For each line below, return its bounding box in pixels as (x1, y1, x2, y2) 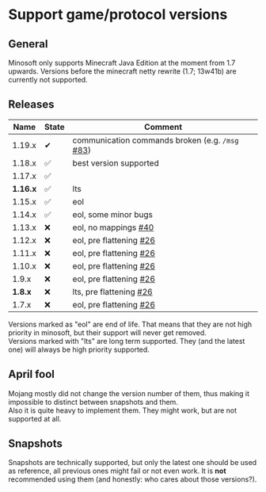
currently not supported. (8, 75, 89, 84)
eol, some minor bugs (72, 208, 153, 219)
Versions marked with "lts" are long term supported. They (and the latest (8, 336, 245, 345)
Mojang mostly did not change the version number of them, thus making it (8, 388, 250, 398)
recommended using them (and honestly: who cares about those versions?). (8, 475, 257, 484)
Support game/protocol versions (8, 6, 228, 24)
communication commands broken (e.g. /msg (72, 135, 239, 146)
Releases (8, 97, 55, 112)
